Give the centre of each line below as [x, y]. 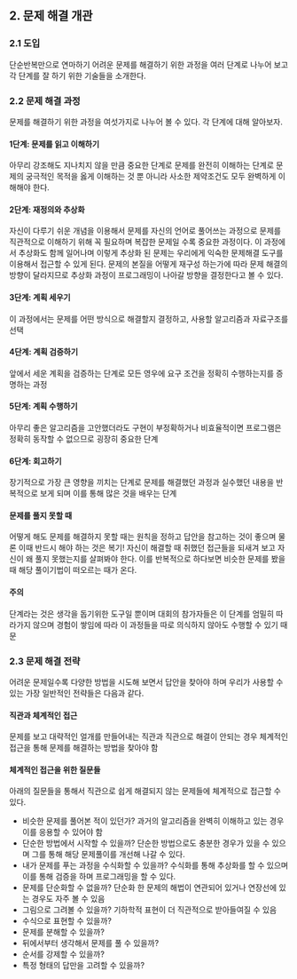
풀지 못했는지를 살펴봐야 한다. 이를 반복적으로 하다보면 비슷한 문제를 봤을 [160, 559]
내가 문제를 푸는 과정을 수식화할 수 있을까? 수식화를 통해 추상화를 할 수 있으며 [155, 865]
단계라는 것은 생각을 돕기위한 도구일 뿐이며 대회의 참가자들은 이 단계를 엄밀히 [142, 613]
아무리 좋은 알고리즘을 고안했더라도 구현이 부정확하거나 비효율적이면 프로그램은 [145, 428]
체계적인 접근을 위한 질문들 [55, 769]
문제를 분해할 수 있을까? [63, 932]
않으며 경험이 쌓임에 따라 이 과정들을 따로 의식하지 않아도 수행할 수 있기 [156, 625]
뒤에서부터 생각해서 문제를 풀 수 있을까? [90, 943]
